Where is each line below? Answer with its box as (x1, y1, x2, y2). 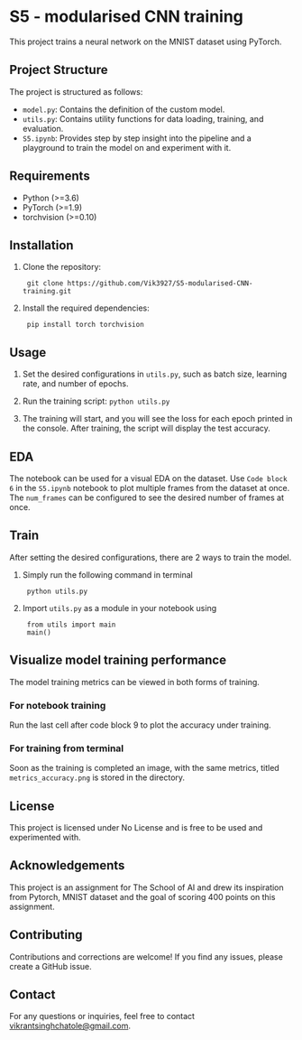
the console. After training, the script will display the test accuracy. (22, 422, 270, 434)
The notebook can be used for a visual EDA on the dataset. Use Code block (9, 473, 288, 484)
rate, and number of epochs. (22, 378, 129, 389)
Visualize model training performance (9, 653, 227, 668)
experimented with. (9, 832, 81, 843)
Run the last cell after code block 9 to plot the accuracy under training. (9, 720, 272, 730)
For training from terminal (9, 742, 124, 755)
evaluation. (22, 123, 64, 134)
